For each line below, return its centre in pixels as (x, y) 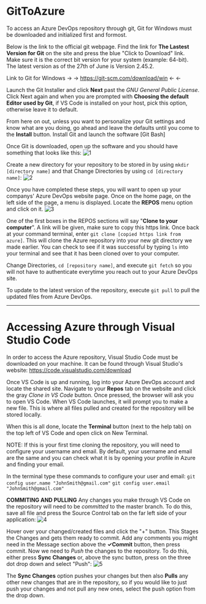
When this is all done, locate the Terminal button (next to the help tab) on (99, 426)
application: (21, 519)
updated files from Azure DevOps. (50, 296)
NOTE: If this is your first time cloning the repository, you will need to (93, 445)
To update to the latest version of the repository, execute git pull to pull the (103, 290)
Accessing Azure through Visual (91, 327)
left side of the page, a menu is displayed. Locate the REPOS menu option (100, 202)
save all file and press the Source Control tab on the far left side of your (97, 513)
